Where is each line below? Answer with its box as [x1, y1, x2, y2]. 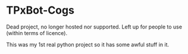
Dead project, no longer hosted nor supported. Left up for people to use [6, 23, 183, 30]
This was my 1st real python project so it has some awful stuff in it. [6, 41, 170, 48]
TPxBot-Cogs [6, 4, 74, 17]
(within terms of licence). [6, 29, 67, 36]
